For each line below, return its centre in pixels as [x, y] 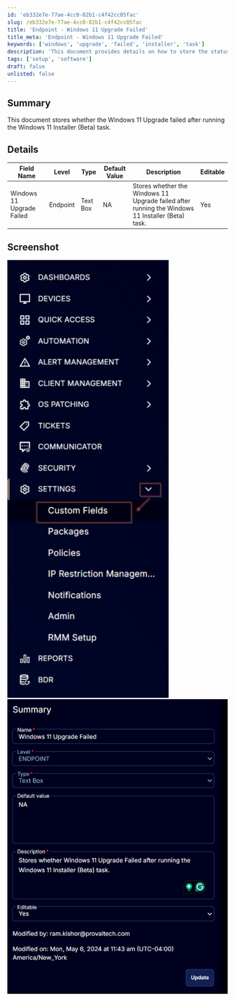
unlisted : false [31, 74]
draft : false [26, 67]
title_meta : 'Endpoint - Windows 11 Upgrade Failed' [86, 37]
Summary [29, 103]
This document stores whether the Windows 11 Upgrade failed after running [116, 120]
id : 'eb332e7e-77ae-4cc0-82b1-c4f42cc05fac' [73, 15]
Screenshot [33, 247]
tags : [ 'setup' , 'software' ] [50, 60]
